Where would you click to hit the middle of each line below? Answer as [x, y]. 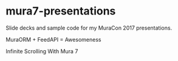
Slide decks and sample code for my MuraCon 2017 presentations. [89, 28]
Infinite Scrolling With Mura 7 [42, 51]
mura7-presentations [61, 11]
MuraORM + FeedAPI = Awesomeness [53, 39]
